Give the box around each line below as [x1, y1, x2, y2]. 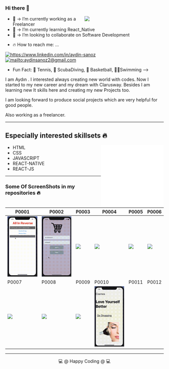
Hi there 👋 [5, 5, 30, 12]
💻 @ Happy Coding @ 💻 [58, 358, 111, 364]
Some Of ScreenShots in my [5, 183, 75, 190]
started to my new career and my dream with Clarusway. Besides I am [5, 82, 150, 88]
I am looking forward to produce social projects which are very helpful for [5, 97, 157, 103]
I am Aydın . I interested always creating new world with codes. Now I [5, 76, 149, 82]
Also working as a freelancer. [5, 112, 66, 118]
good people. [5, 102, 33, 108]
